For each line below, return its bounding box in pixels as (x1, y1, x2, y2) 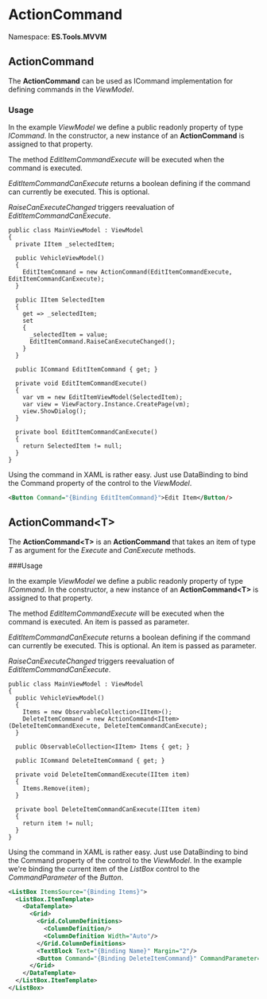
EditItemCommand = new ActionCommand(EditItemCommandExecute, (22, 268, 233, 276)
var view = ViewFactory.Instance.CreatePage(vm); (22, 400, 191, 409)
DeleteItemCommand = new (22, 714, 105, 723)
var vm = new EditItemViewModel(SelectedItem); (22, 394, 183, 402)
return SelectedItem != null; (22, 442, 123, 450)
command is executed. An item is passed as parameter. (8, 616, 190, 626)
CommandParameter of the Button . (8, 873, 124, 882)
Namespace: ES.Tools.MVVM (8, 32, 107, 41)
